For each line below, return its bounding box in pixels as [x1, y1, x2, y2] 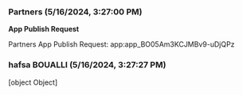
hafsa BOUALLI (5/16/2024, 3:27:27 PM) [8, 59, 167, 70]
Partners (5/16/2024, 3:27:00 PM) [8, 6, 143, 17]
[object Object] [8, 78, 58, 87]
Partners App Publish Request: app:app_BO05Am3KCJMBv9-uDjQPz [8, 40, 235, 49]
